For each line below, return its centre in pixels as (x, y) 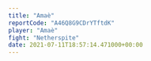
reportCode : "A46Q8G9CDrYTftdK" (61, 23)
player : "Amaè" (33, 30)
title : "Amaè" (32, 15)
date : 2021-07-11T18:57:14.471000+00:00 (76, 45)
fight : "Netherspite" (44, 38)
